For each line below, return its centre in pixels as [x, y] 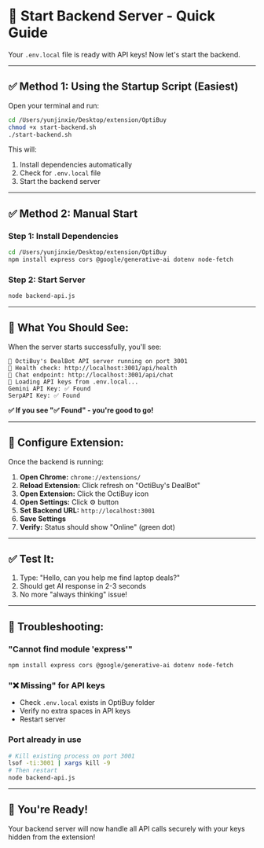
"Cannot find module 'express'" [71, 649]
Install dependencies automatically [75, 165]
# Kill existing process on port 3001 [71, 756]
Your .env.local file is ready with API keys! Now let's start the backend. [125, 54]
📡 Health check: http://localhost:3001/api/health [93, 368]
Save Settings [43, 519]
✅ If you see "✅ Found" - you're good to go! [81, 410]
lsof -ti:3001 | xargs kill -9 [59, 763]
